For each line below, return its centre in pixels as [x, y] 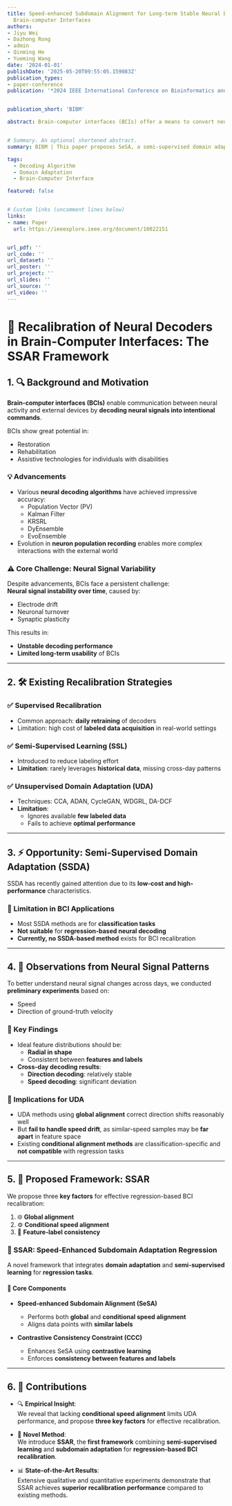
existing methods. [42, 1495]
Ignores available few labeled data [77, 816]
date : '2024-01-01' [35, 65]
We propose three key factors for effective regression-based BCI [100, 1196]
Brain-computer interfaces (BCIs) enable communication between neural [112, 403]
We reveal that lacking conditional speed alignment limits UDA [107, 1414]
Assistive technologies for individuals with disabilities [93, 459]
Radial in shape [50, 1052]
